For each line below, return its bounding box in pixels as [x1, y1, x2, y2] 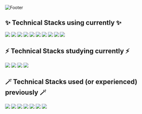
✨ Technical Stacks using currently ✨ [5, 19, 121, 27]
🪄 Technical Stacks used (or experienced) [5, 78, 138, 86]
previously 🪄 [5, 88, 47, 97]
